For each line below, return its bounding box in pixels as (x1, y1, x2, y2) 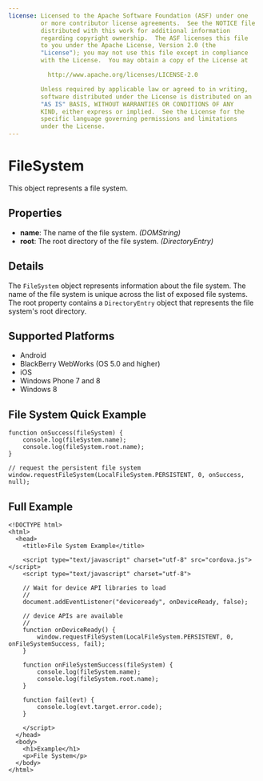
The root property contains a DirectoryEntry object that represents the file (8, 298, 254, 307)
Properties (8, 206, 62, 220)
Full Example (8, 499, 74, 513)
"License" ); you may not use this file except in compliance (40, 49, 249, 57)
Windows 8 (19, 385, 58, 395)
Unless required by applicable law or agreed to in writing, (40, 85, 249, 93)
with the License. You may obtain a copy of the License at (40, 57, 249, 65)
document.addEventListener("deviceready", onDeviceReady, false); (22, 598, 249, 606)
